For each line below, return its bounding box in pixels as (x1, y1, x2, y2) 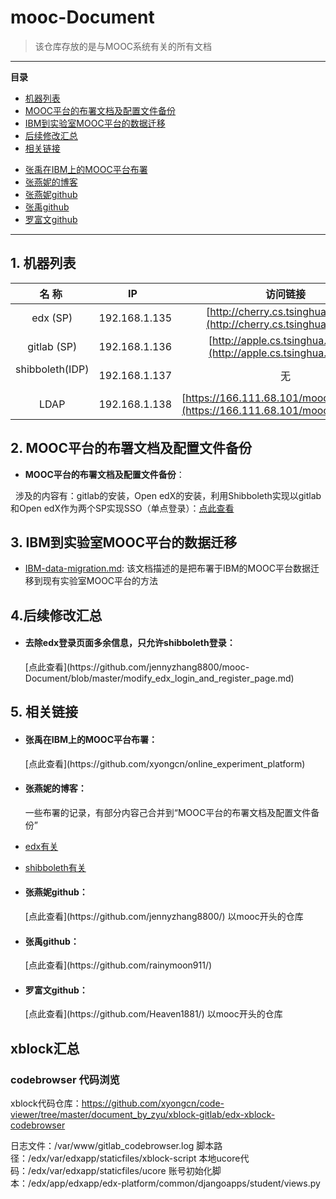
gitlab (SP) (27, 339, 78, 353)
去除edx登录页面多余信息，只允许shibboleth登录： (24, 637, 236, 649)
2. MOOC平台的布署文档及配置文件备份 (10, 440, 253, 457)
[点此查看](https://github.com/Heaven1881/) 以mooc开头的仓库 (24, 1008, 283, 1020)
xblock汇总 (10, 1040, 80, 1057)
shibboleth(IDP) (15, 362, 90, 376)
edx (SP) (31, 311, 73, 325)
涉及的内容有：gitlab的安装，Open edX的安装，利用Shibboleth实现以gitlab (14, 489, 322, 501)
